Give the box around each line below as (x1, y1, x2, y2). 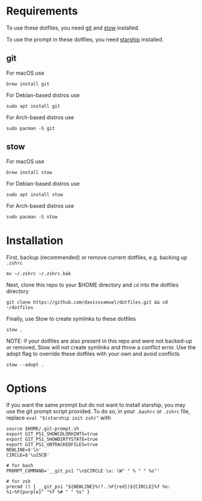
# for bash (6, 462, 34, 469)
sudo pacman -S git (6, 125, 55, 131)
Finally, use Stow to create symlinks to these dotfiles (6, 315, 136, 322)
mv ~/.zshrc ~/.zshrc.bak (6, 270, 71, 276)
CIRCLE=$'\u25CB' (6, 452, 50, 458)
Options (6, 381, 47, 395)
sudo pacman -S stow (6, 214, 58, 220)
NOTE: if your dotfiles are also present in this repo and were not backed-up (6, 337, 192, 344)
